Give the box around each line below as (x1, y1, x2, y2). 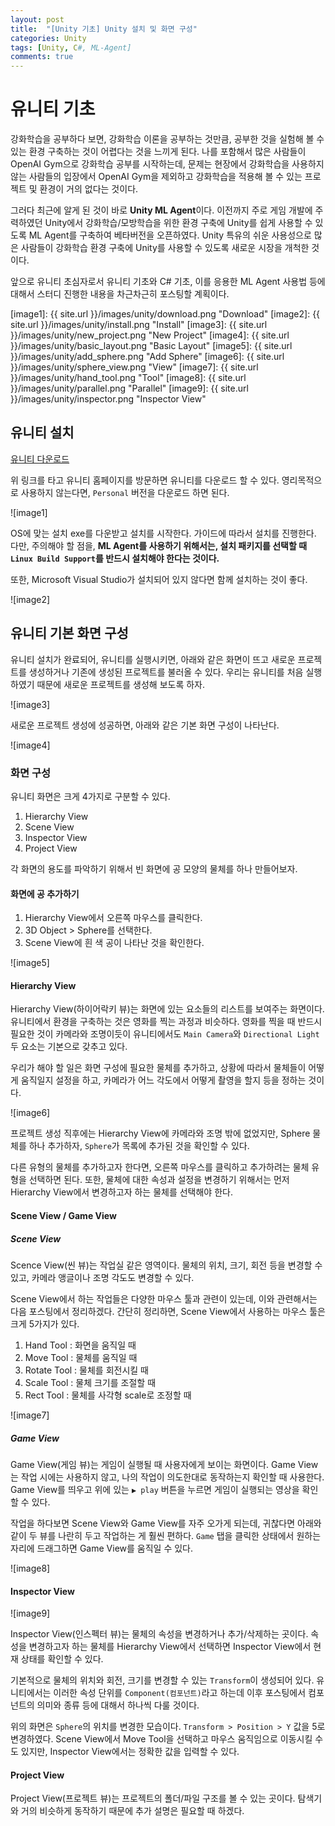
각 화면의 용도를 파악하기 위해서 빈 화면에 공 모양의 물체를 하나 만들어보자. (10, 862, 298, 875)
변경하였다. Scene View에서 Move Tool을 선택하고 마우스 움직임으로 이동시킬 (10, 1733, 313, 1745)
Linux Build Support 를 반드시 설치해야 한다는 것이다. (10, 552, 220, 564)
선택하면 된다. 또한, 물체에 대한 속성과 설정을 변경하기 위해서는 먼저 (28, 1174, 290, 1186)
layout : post (10, 14, 65, 25)
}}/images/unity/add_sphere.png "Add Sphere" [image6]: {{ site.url (10, 351, 285, 363)
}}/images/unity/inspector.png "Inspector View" (10, 393, 207, 405)
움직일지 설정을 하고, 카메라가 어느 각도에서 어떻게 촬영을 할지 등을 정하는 (20, 1074, 307, 1086)
